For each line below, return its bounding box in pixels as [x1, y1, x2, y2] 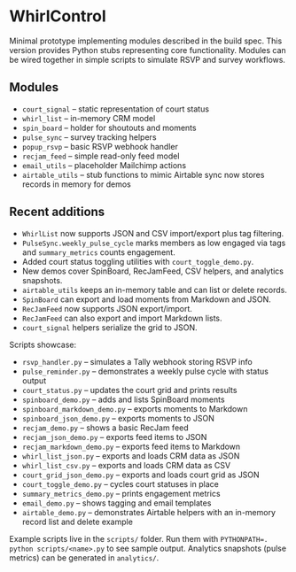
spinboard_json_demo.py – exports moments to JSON [21, 413, 215, 423]
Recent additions [9, 205, 105, 220]
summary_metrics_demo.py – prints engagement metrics [21, 488, 221, 499]
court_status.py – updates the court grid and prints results [21, 384, 238, 395]
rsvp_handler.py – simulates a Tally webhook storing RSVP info [21, 356, 253, 367]
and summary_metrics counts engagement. [21, 246, 175, 258]
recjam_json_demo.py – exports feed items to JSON [21, 431, 207, 442]
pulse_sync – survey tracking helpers [21, 131, 157, 143]
